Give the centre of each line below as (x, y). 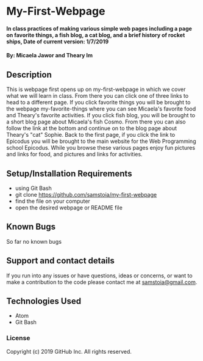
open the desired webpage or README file (69, 208)
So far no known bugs (34, 241)
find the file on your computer (52, 201)
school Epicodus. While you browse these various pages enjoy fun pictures (101, 148)
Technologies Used (44, 301)
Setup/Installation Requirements (69, 173)
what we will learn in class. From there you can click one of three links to (98, 96)
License (18, 338)
